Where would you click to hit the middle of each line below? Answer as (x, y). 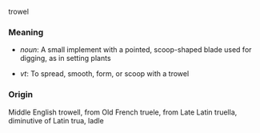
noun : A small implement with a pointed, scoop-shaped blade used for (136, 50)
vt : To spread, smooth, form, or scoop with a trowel (104, 74)
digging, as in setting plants (65, 58)
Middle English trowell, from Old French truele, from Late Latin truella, (123, 112)
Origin (21, 95)
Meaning (26, 32)
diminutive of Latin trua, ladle (56, 120)
